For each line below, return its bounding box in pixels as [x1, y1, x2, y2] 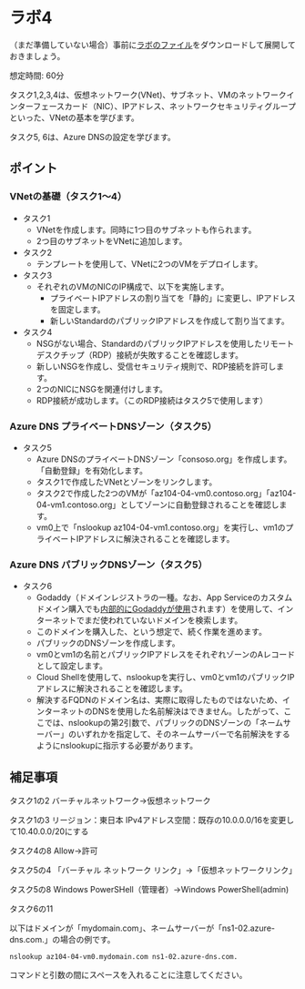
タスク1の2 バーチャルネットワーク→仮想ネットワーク [9, 795, 211, 806]
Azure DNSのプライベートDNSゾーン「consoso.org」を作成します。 [36, 454, 292, 464]
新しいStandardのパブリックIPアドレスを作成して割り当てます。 [49, 315, 290, 326]
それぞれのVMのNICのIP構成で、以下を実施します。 [36, 280, 229, 291]
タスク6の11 [9, 903, 54, 914]
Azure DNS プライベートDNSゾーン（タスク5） [9, 420, 217, 433]
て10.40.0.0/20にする [9, 826, 89, 837]
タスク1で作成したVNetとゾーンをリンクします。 [36, 476, 218, 487]
